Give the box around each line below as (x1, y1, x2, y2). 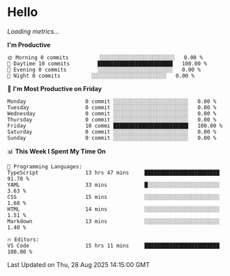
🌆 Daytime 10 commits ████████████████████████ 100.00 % (7, 60, 208, 67)
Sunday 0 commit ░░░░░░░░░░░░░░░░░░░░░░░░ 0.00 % (7, 134, 217, 141)
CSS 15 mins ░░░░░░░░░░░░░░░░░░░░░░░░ (7, 193, 220, 200)
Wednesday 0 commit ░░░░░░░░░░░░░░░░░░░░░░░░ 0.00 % (7, 110, 217, 117)
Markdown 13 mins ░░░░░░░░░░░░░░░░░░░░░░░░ (7, 218, 220, 225)
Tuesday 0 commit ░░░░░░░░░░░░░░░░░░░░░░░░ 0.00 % (7, 104, 217, 111)
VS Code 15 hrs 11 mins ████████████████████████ (7, 242, 220, 249)
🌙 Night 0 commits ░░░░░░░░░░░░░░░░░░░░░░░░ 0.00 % (7, 72, 195, 79)
